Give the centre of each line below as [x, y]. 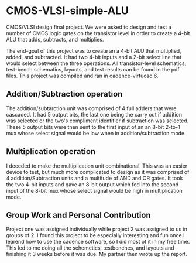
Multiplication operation [51, 151]
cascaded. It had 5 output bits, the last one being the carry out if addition [94, 114]
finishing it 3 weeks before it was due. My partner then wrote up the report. [97, 254]
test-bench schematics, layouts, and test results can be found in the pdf [93, 69]
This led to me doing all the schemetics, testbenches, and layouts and [90, 248]
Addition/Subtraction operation [64, 94]
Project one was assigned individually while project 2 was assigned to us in [97, 229]
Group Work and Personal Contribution [78, 215]
